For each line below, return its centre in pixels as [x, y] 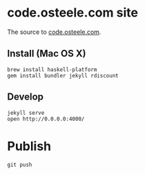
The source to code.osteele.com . [54, 32]
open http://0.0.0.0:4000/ [46, 119]
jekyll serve [26, 113]
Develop [25, 97]
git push [20, 165]
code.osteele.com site [72, 13]
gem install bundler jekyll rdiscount [63, 75]
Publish [29, 146]
